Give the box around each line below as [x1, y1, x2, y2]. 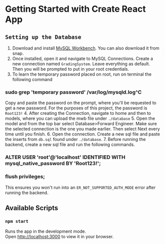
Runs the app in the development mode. [5, 228, 86, 234]
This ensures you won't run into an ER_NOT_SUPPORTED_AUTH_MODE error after [5, 184, 156, 190]
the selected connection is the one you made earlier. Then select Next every [5, 126, 160, 132]
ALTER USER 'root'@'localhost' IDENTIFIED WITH [5, 154, 126, 161]
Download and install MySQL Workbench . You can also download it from [12, 45, 160, 51]
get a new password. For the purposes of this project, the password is [5, 105, 148, 111]
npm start [5, 218, 29, 224]
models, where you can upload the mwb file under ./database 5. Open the [5, 115, 155, 121]
